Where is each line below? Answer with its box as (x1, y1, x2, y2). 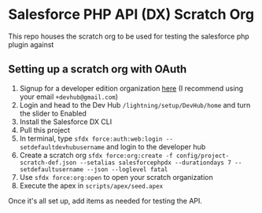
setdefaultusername (19, 165, 84, 174)
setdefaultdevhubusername (19, 143, 105, 151)
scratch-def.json (19, 159, 77, 167)
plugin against (8, 39, 54, 49)
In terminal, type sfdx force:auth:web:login (19, 134, 163, 143)
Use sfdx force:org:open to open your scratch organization (19, 172, 214, 182)
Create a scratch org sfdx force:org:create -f (19, 150, 173, 160)
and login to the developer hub (105, 141, 206, 151)
